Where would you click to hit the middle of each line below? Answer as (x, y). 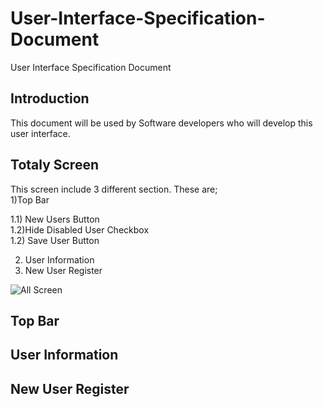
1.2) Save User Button (55, 240)
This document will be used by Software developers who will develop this (161, 123)
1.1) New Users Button (55, 219)
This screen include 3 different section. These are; (114, 189)
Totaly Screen (55, 165)
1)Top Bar (30, 199)
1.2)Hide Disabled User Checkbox (80, 229)
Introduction (50, 98)
